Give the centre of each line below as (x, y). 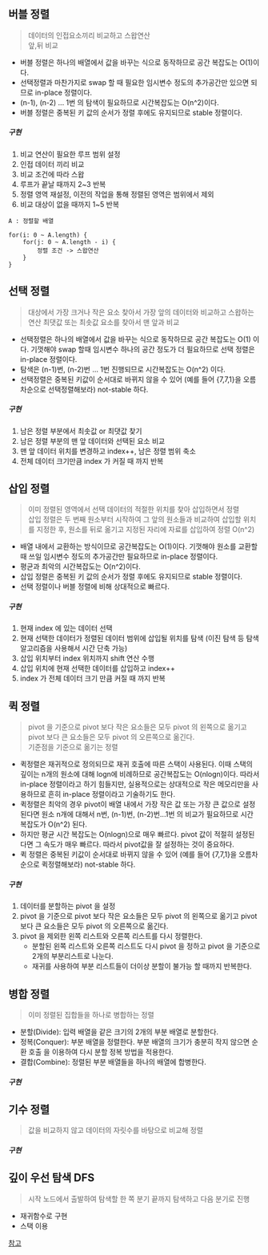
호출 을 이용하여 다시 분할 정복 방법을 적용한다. (101, 1052)
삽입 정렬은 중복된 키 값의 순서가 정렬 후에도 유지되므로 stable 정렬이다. (131, 577)
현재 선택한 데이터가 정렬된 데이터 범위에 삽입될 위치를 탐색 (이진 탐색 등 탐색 (140, 638)
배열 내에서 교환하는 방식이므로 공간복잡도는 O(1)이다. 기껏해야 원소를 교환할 (139, 546)
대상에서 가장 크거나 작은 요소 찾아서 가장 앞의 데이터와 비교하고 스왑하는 (141, 312)
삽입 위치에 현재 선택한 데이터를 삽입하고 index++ (98, 668)
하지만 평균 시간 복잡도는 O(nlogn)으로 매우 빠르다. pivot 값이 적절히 (126, 835)
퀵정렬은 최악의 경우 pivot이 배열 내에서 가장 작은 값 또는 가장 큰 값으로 (130, 804)
